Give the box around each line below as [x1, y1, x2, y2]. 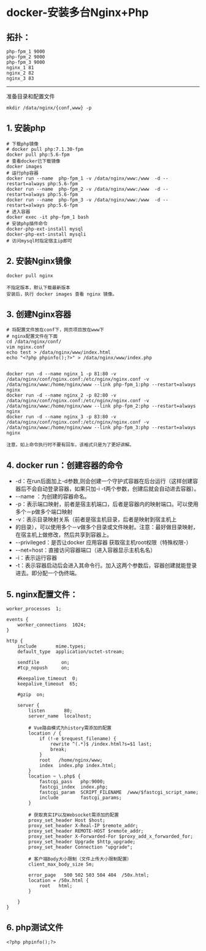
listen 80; [28, 708, 72, 714]
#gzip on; [17, 692, 45, 698]
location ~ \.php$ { [28, 773, 81, 779]
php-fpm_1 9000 [6, 48, 45, 55]
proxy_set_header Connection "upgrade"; [28, 844, 133, 850]
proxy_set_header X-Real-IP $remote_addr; [28, 823, 139, 829]
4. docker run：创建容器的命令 [6, 460, 123, 470]
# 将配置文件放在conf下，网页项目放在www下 [6, 327, 104, 333]
